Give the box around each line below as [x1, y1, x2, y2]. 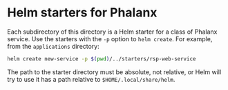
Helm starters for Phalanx [7, 5, 158, 21]
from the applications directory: [7, 42, 100, 50]
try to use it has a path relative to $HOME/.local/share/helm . [7, 75, 175, 83]
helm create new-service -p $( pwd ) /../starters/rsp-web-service [7, 55, 196, 63]
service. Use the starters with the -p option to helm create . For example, [7, 34, 213, 43]
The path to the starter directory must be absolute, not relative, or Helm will [7, 67, 222, 76]
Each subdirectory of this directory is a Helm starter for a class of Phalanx [7, 27, 218, 36]
